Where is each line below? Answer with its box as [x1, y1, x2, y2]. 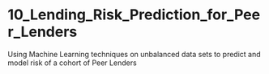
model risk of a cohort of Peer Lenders [7, 58, 137, 68]
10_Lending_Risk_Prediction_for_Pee [7, 6, 261, 24]
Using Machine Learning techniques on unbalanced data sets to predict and [7, 49, 261, 59]
